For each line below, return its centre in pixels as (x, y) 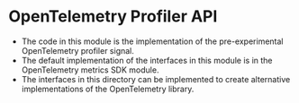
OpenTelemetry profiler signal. (77, 50)
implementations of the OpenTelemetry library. (108, 89)
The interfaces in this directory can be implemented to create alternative (156, 79)
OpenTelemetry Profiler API (113, 17)
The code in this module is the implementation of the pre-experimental (152, 41)
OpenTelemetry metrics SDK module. (90, 70)
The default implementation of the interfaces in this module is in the (147, 60)
